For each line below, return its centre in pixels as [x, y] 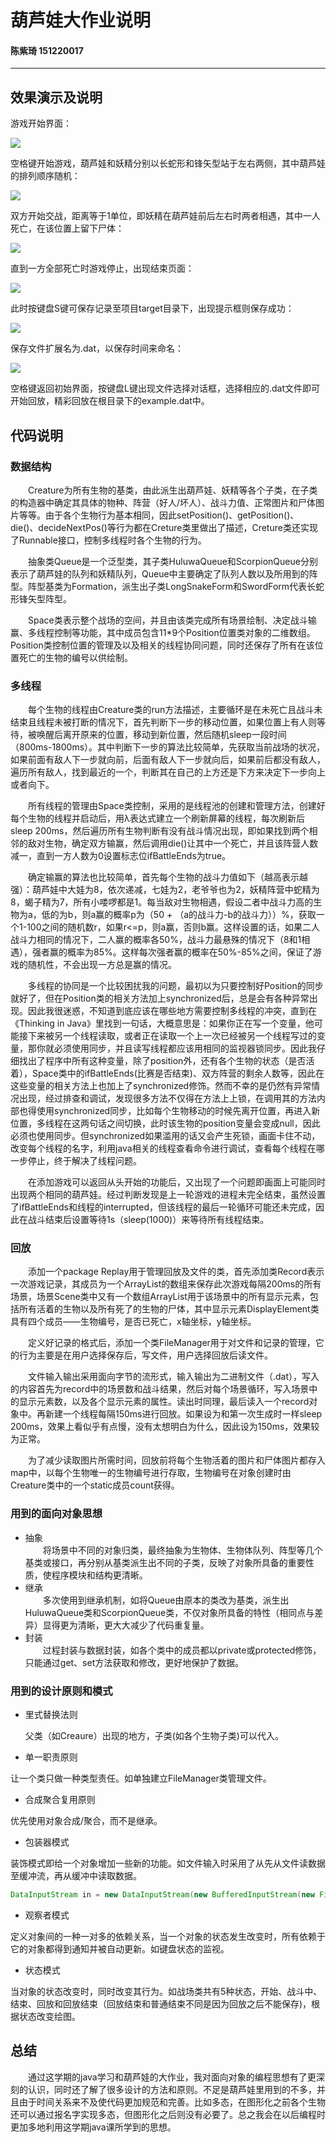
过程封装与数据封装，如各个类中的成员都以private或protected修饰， [182, 1650]
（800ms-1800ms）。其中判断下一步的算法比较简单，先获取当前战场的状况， [168, 747]
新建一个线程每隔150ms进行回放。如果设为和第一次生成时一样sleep [183, 1414]
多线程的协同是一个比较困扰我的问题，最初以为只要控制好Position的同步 [176, 986]
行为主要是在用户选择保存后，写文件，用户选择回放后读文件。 [145, 1355]
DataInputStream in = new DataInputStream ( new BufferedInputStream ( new [162, 1895]
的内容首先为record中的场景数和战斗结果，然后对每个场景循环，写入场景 [160, 1389]
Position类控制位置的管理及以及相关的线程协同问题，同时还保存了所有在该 [162, 645]
